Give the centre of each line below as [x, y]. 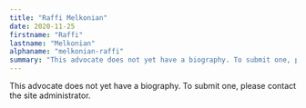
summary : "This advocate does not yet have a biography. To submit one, [150, 60]
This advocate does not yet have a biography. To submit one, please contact [153, 86]
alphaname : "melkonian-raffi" [67, 52]
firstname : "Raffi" [46, 34]
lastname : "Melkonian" [52, 43]
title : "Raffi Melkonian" [58, 18]
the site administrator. [50, 95]
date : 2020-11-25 [42, 26]
